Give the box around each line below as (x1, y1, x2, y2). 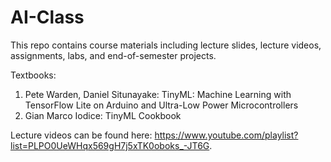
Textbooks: (10, 69, 57, 81)
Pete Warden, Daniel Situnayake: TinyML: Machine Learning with (24, 88, 292, 100)
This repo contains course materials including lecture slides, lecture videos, (10, 39, 322, 51)
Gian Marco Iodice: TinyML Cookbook (24, 109, 182, 121)
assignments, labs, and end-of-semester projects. (10, 49, 217, 61)
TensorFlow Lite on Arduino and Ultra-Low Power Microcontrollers (24, 99, 299, 111)
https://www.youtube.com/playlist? (154, 129, 299, 141)
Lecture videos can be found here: (10, 129, 153, 141)
